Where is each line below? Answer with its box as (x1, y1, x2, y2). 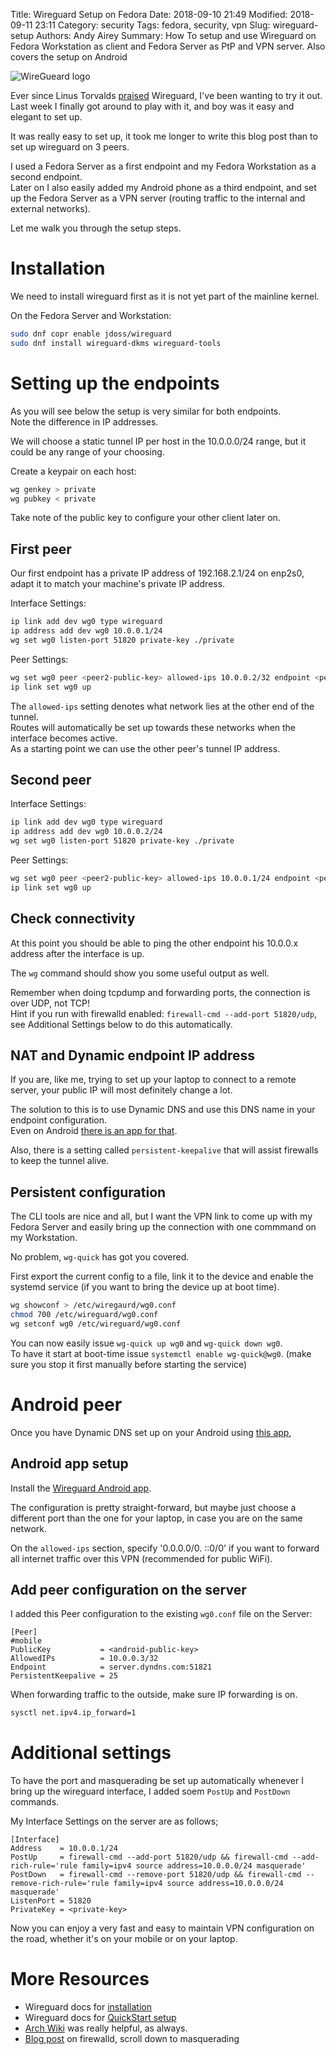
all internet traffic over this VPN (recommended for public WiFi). (10, 1552, 273, 1564)
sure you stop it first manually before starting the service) (10, 1358, 248, 1370)
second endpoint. (10, 171, 83, 183)
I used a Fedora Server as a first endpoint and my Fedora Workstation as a (10, 160, 317, 172)
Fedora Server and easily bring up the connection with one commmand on (10, 1221, 317, 1233)
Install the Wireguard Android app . (10, 1482, 152, 1494)
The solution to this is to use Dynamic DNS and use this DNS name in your (10, 1104, 316, 1116)
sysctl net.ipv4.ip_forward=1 (10, 1708, 137, 1718)
